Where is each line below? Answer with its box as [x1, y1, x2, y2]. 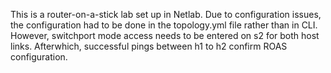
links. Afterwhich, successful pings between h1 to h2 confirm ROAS [10, 40, 288, 52]
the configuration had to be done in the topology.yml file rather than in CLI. [10, 19, 318, 31]
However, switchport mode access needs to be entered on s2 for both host [10, 30, 320, 41]
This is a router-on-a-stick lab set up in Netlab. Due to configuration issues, [10, 9, 322, 20]
